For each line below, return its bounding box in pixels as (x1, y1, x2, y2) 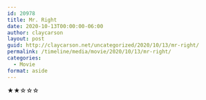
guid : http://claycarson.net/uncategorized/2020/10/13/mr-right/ (7, 42, 199, 49)
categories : (7, 55, 41, 62)
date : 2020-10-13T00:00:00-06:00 (7, 23, 104, 29)
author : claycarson (7, 29, 64, 36)
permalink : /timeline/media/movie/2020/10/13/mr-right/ (7, 49, 171, 55)
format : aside (7, 67, 48, 74)
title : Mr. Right (7, 16, 57, 23)
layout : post (7, 36, 45, 42)
